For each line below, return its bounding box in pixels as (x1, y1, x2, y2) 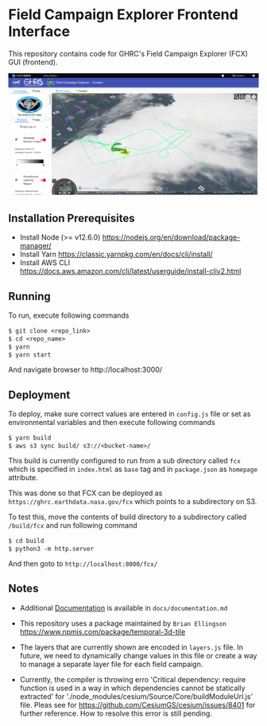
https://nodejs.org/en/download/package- (102, 232, 241, 242)
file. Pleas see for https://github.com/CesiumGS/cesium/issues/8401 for (19, 700, 256, 709)
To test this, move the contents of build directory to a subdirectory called (8, 512, 247, 521)
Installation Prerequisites (8, 211, 135, 224)
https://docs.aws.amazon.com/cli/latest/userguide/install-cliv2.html (19, 267, 242, 276)
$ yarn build (8, 434, 52, 442)
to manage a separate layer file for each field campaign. (19, 659, 203, 669)
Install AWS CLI (19, 258, 70, 267)
